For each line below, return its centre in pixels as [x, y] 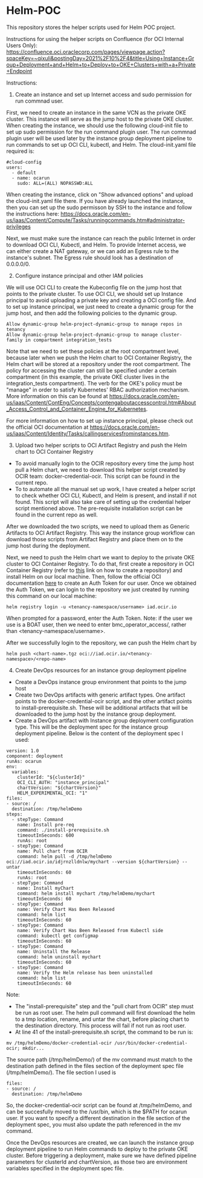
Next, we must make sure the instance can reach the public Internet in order [101, 238]
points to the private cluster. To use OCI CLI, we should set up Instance [95, 294]
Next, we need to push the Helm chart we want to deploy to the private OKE [101, 557]
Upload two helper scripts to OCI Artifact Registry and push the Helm [101, 445]
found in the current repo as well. [56, 515]
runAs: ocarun [24, 761]
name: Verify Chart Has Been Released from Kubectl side [90, 930]
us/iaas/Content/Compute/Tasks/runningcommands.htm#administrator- [96, 220]
